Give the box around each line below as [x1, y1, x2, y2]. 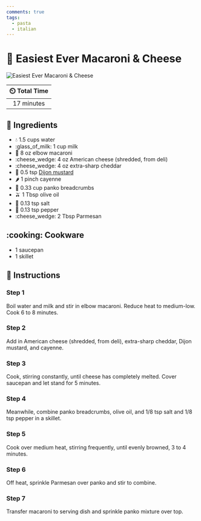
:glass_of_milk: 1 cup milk [15, 143, 78, 150]
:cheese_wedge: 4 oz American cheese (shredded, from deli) [15, 156, 168, 163]
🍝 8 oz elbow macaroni [15, 149, 73, 156]
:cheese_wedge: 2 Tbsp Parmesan [15, 213, 102, 220]
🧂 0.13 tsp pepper [15, 206, 59, 213]
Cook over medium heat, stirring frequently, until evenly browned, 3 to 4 [6, 443, 186, 451]
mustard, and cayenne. [6, 344, 64, 351]
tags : [6, 15, 20, 21]
